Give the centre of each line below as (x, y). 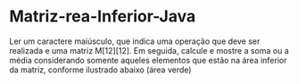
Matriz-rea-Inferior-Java (103, 17)
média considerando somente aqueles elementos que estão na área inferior (148, 60)
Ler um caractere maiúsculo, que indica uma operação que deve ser (135, 41)
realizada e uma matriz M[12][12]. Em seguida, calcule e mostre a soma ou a (149, 50)
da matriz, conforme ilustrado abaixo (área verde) (100, 70)
